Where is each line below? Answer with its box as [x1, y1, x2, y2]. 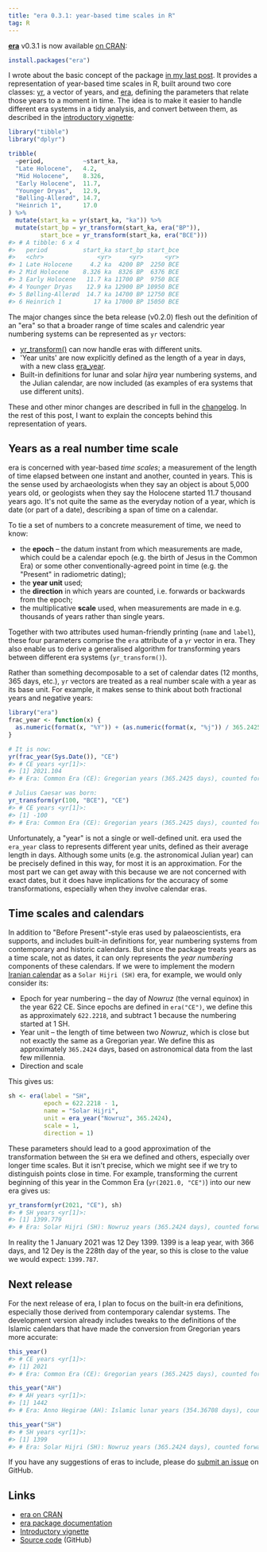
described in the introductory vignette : [8, 113, 134, 122]
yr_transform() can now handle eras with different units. [19, 344, 203, 354]
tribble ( [8, 150, 37, 158]
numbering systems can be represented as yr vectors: [8, 329, 187, 339]
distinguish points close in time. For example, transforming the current [8, 1169, 238, 1179]
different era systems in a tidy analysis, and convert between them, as [8, 104, 238, 114]
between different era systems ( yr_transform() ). [8, 652, 168, 662]
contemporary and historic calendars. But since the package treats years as [8, 945, 257, 954]
